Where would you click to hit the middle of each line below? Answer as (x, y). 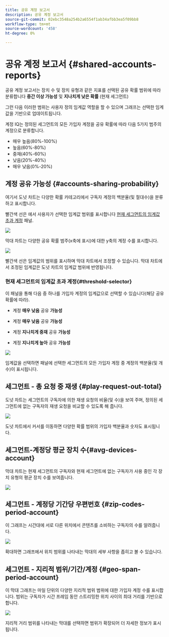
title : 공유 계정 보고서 (28, 10)
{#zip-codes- (123, 504)
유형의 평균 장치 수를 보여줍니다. (42, 477)
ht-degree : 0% (20, 33)
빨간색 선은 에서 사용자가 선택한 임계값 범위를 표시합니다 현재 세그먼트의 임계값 (83, 214)
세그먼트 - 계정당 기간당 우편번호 (53, 504)
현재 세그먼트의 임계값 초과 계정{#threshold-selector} (69, 281)
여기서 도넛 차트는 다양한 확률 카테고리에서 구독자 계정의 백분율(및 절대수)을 (79, 197)
